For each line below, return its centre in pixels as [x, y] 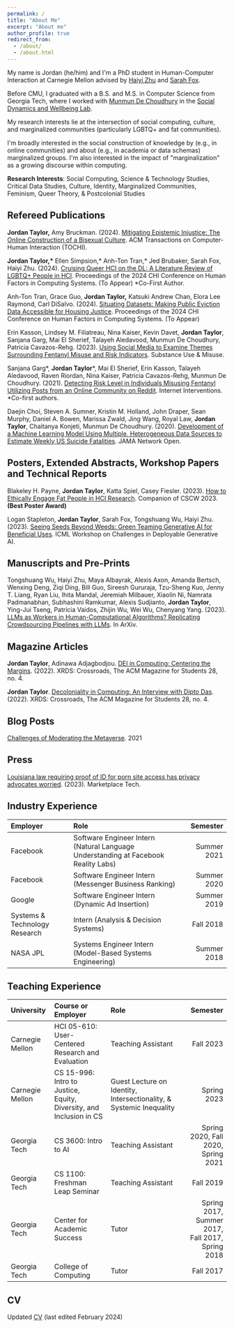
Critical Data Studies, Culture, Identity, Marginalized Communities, [102, 186]
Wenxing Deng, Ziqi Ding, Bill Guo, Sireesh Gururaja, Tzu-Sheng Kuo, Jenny [116, 588]
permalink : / [26, 14]
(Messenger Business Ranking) [124, 884]
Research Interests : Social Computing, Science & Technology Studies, [109, 178]
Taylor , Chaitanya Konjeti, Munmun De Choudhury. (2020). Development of [116, 426]
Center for [71, 1220]
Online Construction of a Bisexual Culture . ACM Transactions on [99, 240]
